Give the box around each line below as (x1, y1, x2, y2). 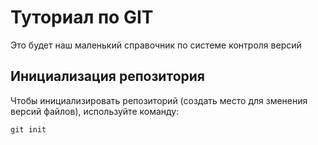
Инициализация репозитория (10, 68, 205, 85)
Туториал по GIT (10, 6, 154, 29)
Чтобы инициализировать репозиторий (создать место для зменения (10, 94, 308, 106)
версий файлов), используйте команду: (10, 105, 180, 117)
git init (10, 124, 47, 135)
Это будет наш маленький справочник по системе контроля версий (10, 39, 302, 51)
